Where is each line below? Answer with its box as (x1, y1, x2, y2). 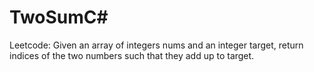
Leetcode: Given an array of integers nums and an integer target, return (9, 39, 304, 51)
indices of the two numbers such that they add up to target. (9, 49, 255, 61)
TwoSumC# (9, 6, 109, 29)
